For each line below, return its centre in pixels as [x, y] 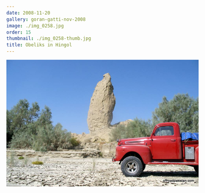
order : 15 [19, 32]
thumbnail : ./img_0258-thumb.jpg [49, 39]
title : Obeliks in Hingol [39, 45]
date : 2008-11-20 [28, 13]
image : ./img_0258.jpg [35, 26]
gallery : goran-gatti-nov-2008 [46, 19]
